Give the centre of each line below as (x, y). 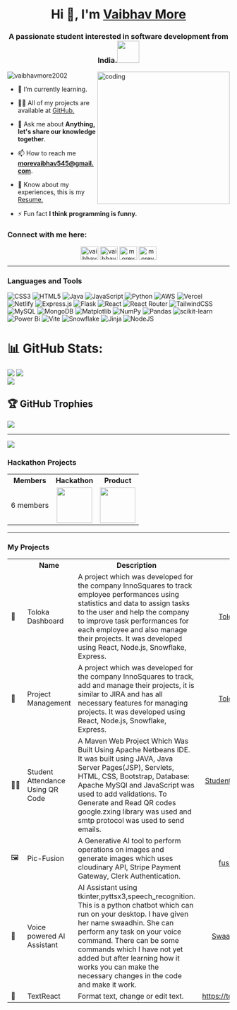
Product (118, 481)
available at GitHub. (46, 111)
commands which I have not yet (130, 949)
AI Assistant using (108, 888)
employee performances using (129, 595)
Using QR (43, 790)
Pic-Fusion (46, 859)
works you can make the (119, 967)
